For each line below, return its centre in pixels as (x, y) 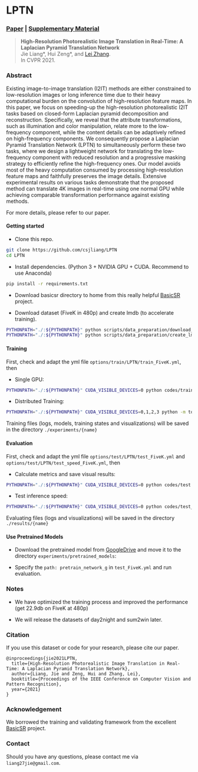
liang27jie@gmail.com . (33, 763)
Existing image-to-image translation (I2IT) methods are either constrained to (99, 88)
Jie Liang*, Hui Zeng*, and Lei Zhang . (65, 54)
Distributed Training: (39, 401)
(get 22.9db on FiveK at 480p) (51, 608)
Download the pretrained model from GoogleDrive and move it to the (98, 550)
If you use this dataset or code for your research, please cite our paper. (93, 648)
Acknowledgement (34, 709)
